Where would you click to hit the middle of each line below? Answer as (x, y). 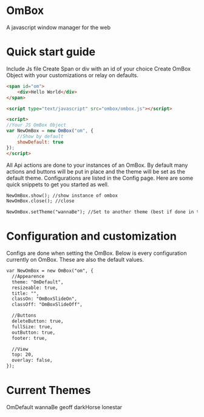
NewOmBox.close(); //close (40, 201)
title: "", (25, 293)
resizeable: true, (35, 288)
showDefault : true (40, 142)
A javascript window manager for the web (59, 27)
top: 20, (23, 355)
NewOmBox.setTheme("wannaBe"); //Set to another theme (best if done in (100, 212)
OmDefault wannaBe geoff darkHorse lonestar (64, 407)
